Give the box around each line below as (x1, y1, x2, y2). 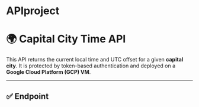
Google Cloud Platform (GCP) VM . (6, 69, 91, 76)
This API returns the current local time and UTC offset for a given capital (6, 56, 184, 63)
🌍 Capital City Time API (6, 33, 126, 46)
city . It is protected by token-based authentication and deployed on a (6, 62, 176, 69)
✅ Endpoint (6, 91, 49, 101)
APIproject (6, 4, 60, 18)
